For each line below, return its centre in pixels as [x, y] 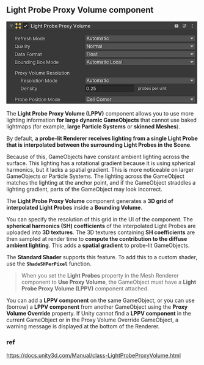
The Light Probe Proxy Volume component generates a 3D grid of [90, 201]
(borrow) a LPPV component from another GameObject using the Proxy [97, 307]
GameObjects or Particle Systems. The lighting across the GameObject [96, 176]
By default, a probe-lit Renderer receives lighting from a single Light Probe [102, 138]
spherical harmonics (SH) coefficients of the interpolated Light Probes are [101, 226]
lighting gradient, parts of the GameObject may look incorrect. [85, 189]
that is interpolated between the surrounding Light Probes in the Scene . [99, 145]
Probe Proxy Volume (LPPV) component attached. [85, 288]
